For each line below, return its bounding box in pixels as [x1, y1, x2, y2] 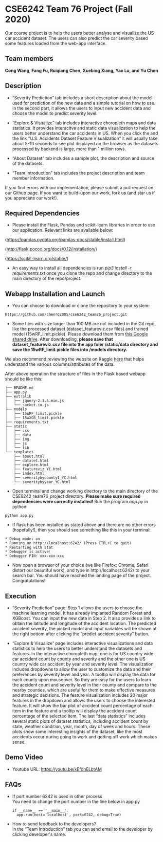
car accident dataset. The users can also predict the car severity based [5, 35, 148, 41]
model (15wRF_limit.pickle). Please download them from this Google [12, 331, 148, 337]
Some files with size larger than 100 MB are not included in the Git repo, [12, 321, 156, 327]
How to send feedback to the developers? [12, 820, 96, 827]
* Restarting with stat [5, 545, 54, 550]
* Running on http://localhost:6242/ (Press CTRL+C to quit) [5, 541, 132, 546]
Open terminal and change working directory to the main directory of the [12, 488, 158, 494]
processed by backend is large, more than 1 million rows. [12, 146, 126, 152]
